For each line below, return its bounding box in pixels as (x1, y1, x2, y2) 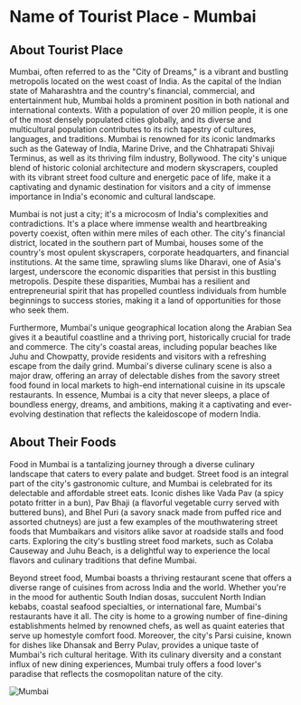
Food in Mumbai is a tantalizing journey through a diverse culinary (9, 458, 255, 469)
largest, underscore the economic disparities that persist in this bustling (9, 267, 277, 277)
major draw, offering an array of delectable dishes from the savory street (9, 371, 280, 381)
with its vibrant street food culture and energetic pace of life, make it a (9, 172, 271, 183)
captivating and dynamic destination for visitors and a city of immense (9, 182, 271, 192)
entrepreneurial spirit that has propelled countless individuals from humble (9, 286, 287, 296)
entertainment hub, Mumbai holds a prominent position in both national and (9, 95, 290, 106)
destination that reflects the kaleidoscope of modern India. (42, 409, 261, 419)
